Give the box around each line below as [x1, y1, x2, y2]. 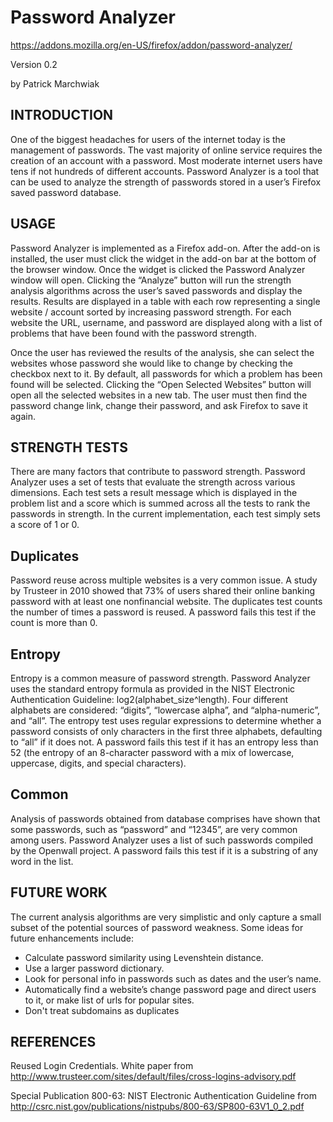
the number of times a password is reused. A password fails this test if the [10, 606, 317, 618]
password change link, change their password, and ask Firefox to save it [10, 399, 308, 411]
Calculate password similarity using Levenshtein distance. [24, 951, 264, 963]
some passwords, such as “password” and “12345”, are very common [10, 823, 298, 835]
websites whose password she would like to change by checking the [10, 357, 293, 369]
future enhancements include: [10, 932, 135, 944]
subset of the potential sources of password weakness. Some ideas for [10, 921, 304, 933]
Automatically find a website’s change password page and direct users [24, 983, 317, 995]
